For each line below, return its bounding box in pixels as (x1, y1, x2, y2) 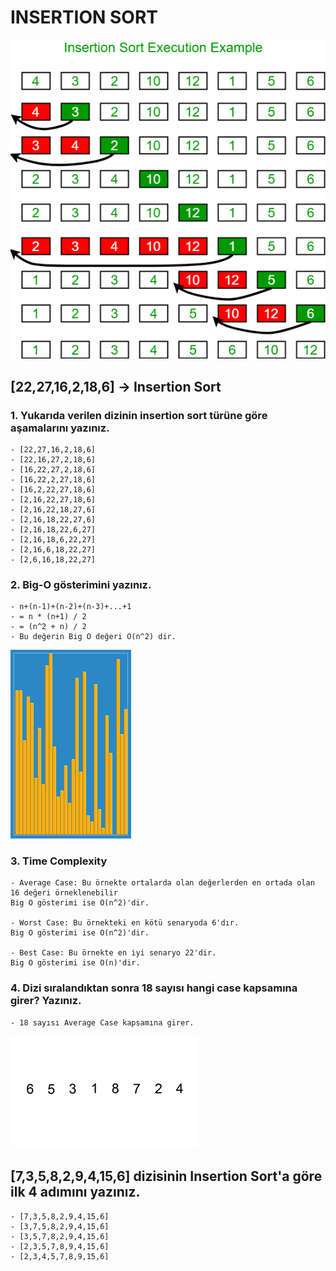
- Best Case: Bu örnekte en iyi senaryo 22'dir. (10, 948, 217, 958)
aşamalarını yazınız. (10, 421, 110, 435)
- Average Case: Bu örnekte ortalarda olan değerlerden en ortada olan (10, 878, 315, 888)
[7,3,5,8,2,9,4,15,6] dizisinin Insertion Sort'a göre (10, 1168, 323, 1185)
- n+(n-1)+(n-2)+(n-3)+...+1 (10, 602, 132, 612)
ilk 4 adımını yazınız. (10, 1184, 141, 1201)
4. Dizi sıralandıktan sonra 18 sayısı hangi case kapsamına (10, 981, 298, 995)
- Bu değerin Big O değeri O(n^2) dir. (10, 632, 177, 642)
